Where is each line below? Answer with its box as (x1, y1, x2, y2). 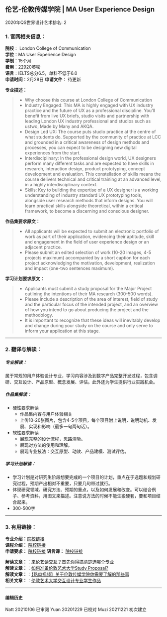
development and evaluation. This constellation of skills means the (24, 171, 161, 177)
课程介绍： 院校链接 (5, 542, 46, 548)
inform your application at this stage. (24, 328, 100, 334)
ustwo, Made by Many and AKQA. (24, 123, 94, 129)
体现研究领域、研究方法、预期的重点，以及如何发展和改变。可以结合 (12, 487, 152, 493)
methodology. (24, 312, 53, 318)
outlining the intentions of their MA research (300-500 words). (24, 291, 153, 297)
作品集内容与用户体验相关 (19, 411, 73, 417)
